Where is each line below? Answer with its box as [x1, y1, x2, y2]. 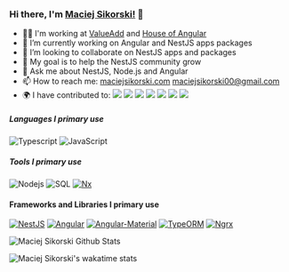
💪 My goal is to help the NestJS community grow [21, 57, 202, 68]
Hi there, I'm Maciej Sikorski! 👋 [9, 8, 144, 20]
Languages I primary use [9, 113, 104, 124]
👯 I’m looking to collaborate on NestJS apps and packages [21, 47, 237, 58]
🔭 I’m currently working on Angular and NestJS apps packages [21, 37, 253, 48]
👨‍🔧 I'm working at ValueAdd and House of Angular [21, 28, 207, 39]
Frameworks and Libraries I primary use [9, 199, 160, 210]
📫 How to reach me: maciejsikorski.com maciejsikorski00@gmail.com [21, 76, 280, 87]
